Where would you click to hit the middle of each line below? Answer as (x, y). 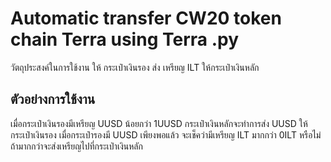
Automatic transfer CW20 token (146, 18)
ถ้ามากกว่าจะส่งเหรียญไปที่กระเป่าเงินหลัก (76, 146)
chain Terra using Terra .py (125, 39)
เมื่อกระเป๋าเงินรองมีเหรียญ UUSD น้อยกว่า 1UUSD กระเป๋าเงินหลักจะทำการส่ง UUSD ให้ (159, 123)
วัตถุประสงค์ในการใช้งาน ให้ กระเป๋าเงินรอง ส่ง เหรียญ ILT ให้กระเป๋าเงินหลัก (135, 67)
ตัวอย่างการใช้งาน (53, 99)
